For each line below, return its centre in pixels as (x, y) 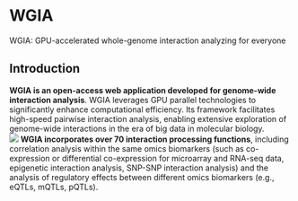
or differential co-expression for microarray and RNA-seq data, (168, 158)
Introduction (45, 69)
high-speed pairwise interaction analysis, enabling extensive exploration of (148, 118)
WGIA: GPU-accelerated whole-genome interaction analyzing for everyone (148, 40)
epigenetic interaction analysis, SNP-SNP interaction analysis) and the (139, 168)
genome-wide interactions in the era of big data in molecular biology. (137, 128)
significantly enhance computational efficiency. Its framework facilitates (142, 109)
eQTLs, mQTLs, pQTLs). (54, 187)
